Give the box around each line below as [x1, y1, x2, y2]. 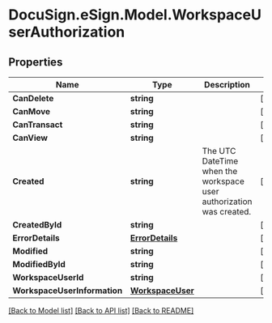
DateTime [202, 155, 239, 167]
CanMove [12, 106, 51, 117]
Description [203, 79, 251, 90]
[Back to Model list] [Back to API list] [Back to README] [8, 306, 194, 315]
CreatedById [12, 219, 62, 230]
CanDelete [12, 93, 54, 104]
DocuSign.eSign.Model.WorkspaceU [8, 6, 261, 24]
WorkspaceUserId [12, 272, 84, 283]
